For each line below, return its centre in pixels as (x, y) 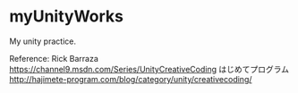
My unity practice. (43, 41)
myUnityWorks (66, 17)
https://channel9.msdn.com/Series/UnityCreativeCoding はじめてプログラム (149, 69)
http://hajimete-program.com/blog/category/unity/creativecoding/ (131, 79)
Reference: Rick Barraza (54, 58)
